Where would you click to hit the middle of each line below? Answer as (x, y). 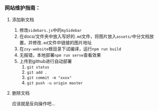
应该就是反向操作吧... (33, 104)
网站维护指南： (23, 7)
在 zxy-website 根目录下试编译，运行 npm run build (70, 49)
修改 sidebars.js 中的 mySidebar (50, 30)
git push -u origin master (55, 83)
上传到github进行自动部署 (46, 61)
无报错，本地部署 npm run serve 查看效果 (60, 55)
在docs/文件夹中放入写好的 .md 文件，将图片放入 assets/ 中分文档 (84, 36)
